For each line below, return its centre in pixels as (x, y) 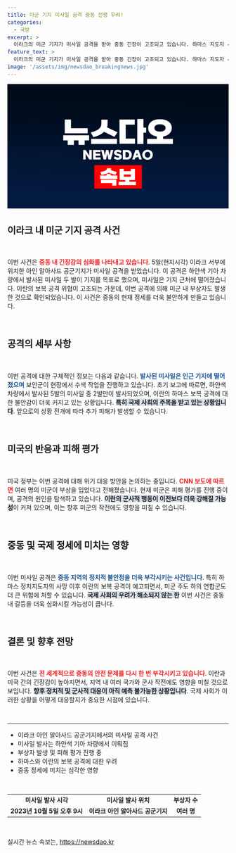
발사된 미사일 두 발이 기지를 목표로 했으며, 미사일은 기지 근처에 (111, 280)
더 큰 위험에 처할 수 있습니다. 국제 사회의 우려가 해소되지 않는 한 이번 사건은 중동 (116, 595)
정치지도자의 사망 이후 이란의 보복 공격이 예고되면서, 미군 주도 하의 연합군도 (123, 586)
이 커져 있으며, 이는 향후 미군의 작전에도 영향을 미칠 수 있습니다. (100, 507)
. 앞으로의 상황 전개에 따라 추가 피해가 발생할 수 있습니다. (91, 411)
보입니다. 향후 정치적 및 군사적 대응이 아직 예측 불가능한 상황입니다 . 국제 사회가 (114, 691)
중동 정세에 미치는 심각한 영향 (58, 770)
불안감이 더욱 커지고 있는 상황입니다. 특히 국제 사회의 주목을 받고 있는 (108, 402)
